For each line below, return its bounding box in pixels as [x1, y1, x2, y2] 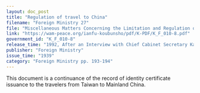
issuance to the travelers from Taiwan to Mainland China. [6, 81, 146, 88]
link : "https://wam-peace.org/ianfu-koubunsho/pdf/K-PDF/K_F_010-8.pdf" [6, 31, 190, 37]
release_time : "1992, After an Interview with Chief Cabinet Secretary [6, 42, 187, 48]
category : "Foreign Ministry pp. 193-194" [6, 58, 113, 64]
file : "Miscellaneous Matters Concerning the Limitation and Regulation [6, 25, 190, 31]
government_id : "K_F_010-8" [6, 36, 76, 42]
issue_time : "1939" [6, 53, 55, 59]
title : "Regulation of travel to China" [6, 14, 108, 20]
